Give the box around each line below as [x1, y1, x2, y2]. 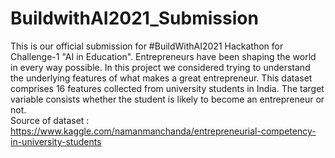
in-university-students [10, 135, 102, 147]
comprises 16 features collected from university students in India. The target [10, 82, 325, 94]
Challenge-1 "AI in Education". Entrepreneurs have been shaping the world [10, 50, 317, 62]
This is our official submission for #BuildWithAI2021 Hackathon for [10, 40, 284, 52]
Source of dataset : [10, 114, 90, 126]
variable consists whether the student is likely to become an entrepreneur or [10, 93, 325, 105]
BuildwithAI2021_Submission [10, 7, 259, 30]
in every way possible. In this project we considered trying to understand [10, 61, 311, 73]
